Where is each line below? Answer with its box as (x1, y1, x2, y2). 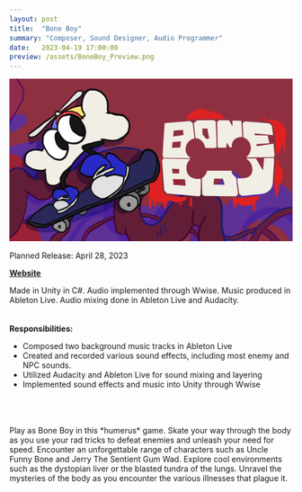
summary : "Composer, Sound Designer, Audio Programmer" (9, 33, 223, 42)
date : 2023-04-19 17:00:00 (9, 43, 119, 52)
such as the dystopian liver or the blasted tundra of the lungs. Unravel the (9, 463, 282, 474)
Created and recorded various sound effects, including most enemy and (22, 350, 289, 361)
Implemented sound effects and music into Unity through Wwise (22, 379, 261, 389)
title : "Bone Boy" (9, 23, 83, 33)
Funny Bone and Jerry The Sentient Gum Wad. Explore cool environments (9, 453, 283, 464)
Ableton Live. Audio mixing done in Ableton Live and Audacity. (9, 294, 240, 305)
